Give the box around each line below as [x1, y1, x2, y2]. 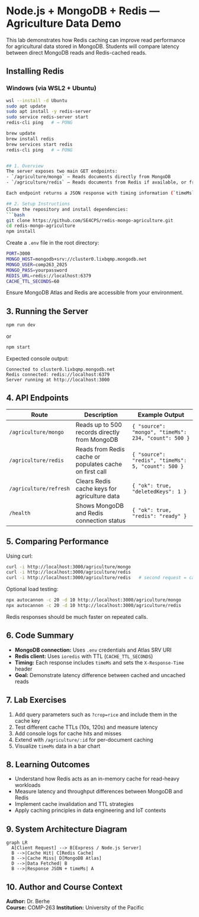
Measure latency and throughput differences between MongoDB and [14, 788, 183, 795]
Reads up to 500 [75, 420, 123, 429]
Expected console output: [6, 355, 69, 362]
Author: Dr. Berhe [6, 898, 50, 905]
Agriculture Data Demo [6, 17, 121, 30]
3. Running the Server [6, 306, 89, 316]
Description [84, 410, 118, 419]
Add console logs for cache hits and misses [14, 729, 121, 737]
